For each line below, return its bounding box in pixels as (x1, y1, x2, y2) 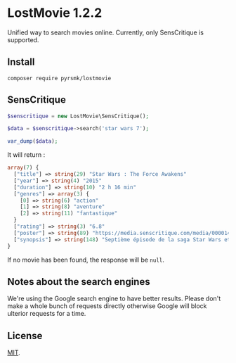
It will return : (7, 151, 46, 159)
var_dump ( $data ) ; (7, 138, 58, 145)
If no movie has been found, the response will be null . (7, 255, 165, 264)
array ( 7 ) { (7, 164, 39, 172)
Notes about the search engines (7, 276, 150, 288)
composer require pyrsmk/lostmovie (7, 75, 112, 82)
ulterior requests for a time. (7, 310, 86, 318)
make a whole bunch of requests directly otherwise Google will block (7, 302, 207, 310)
